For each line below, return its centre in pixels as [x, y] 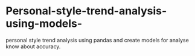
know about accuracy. [33, 46]
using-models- [44, 24]
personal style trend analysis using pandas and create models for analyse [97, 40]
